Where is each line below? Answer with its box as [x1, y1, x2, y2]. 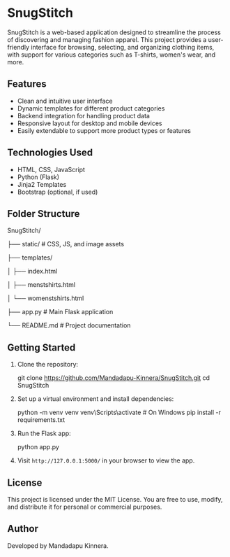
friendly [7, 43, 30, 51]
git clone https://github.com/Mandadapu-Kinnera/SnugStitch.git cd [17, 374, 210, 382]
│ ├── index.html [7, 267, 58, 276]
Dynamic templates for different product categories [17, 104, 165, 113]
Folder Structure [7, 208, 80, 220]
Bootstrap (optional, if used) [17, 188, 98, 196]
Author [7, 523, 38, 535]
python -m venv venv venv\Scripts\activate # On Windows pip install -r [17, 408, 222, 417]
